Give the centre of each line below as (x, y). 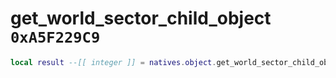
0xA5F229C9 (55, 37)
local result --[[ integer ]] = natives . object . (113, 62)
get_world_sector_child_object (141, 18)
